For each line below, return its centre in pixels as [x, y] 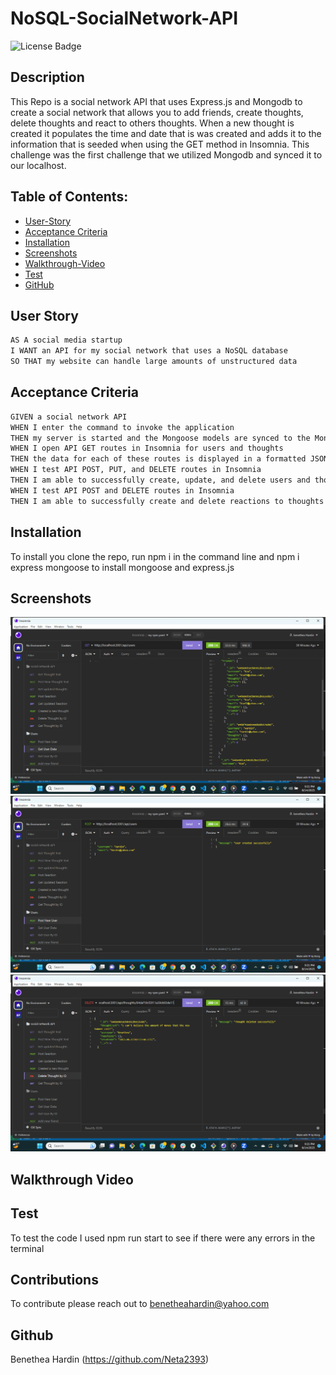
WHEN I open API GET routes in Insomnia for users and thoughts [147, 448]
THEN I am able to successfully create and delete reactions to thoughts [167, 501]
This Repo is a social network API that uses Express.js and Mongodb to [156, 101]
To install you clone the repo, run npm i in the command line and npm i [155, 556]
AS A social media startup [66, 340]
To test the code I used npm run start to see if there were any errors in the [163, 1238]
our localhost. [38, 165]
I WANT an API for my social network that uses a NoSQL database [149, 351]
